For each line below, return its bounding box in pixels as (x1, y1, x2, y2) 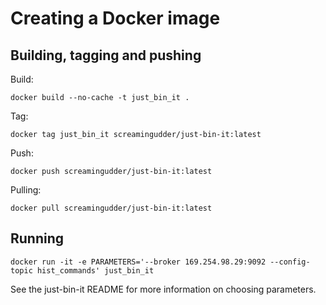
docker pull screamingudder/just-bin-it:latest (10, 203, 213, 213)
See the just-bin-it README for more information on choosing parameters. (10, 283, 317, 295)
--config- (269, 257, 311, 267)
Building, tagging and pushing (10, 47, 202, 64)
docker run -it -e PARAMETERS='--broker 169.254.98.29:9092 (10, 257, 267, 267)
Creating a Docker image (10, 7, 221, 30)
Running (10, 230, 65, 247)
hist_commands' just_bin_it (36, 265, 155, 276)
